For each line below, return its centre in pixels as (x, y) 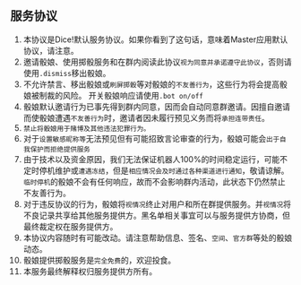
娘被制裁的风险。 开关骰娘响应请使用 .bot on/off (113, 95)
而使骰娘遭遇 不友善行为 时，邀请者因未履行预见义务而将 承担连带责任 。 (146, 117)
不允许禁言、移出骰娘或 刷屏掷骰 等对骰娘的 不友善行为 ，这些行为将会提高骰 (155, 84)
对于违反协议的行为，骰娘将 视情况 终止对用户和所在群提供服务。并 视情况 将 (157, 203)
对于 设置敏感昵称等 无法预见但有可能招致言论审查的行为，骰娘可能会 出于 (151, 138)
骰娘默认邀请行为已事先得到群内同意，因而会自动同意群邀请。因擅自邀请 (156, 107)
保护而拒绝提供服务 (60, 149)
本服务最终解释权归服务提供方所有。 (90, 271)
